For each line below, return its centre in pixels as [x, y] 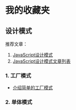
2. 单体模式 [19, 102]
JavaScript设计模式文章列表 [42, 61]
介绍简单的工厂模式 [33, 88]
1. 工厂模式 [18, 75]
